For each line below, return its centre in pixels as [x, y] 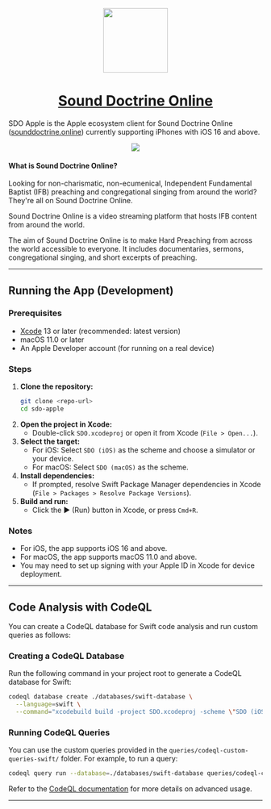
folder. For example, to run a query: [119, 759]
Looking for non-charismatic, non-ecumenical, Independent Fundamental [130, 183]
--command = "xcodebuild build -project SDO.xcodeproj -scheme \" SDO [131, 712]
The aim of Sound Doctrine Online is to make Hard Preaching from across [130, 240]
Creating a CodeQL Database [67, 656]
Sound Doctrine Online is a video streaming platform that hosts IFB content [133, 216]
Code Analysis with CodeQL [80, 607]
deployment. [41, 574]
